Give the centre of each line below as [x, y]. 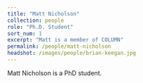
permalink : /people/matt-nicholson [59, 46]
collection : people [36, 20]
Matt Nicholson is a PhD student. [55, 73]
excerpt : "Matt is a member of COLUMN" [66, 40]
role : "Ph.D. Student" [40, 27]
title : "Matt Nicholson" [43, 14]
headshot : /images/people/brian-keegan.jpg [72, 53]
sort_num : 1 [25, 33]
